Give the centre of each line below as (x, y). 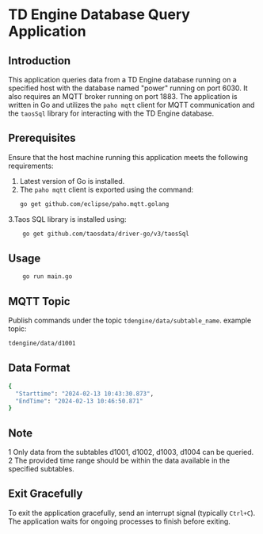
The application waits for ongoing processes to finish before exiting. (120, 521)
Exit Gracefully (46, 494)
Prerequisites (42, 138)
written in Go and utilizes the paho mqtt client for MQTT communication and (131, 105)
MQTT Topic (39, 301)
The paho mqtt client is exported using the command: (107, 189)
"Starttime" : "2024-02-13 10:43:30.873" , (85, 394)
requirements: (31, 166)
